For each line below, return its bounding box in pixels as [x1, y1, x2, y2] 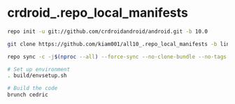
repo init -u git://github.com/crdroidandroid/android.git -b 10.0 [7, 28, 208, 35]
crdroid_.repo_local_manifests [7, 5, 189, 21]
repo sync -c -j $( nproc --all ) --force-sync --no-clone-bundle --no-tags [7, 53, 227, 60]
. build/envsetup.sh [7, 72, 68, 80]
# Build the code [7, 85, 58, 92]
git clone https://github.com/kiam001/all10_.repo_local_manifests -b [7, 40, 218, 47]
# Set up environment [7, 66, 71, 73]
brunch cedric [7, 91, 49, 98]
